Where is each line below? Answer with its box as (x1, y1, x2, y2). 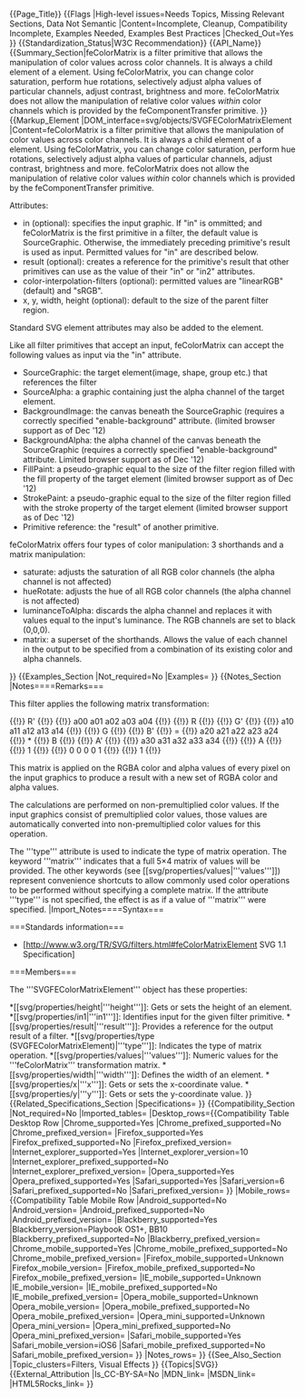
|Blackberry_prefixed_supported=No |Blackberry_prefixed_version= (9, 1233, 261, 1244)
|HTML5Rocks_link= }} (9, 1378, 93, 1389)
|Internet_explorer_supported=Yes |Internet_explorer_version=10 (9, 1146, 249, 1157)
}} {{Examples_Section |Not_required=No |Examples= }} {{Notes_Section (9, 671, 281, 682)
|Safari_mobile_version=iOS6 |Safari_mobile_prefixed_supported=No (9, 1340, 266, 1350)
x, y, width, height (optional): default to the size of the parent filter (22, 295, 270, 305)
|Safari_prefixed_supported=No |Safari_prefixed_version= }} (9, 1185, 234, 1195)
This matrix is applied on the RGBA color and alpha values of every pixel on (9, 763, 290, 773)
